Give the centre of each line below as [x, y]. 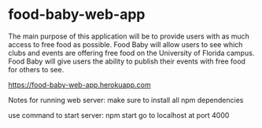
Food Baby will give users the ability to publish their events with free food [127, 61]
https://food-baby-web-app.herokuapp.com [79, 85]
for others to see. [36, 69]
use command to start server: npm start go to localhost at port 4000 [119, 115]
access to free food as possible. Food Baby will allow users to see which [125, 44]
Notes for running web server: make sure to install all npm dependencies [126, 100]
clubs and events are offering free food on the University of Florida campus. [131, 53]
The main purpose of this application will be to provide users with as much [129, 36]
